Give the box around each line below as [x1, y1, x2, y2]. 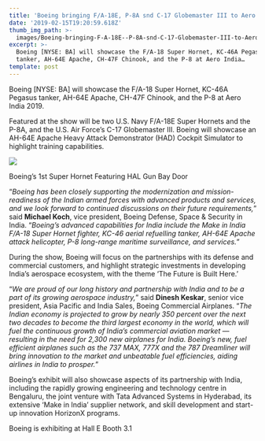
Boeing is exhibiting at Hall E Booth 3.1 [9, 423, 132, 433]
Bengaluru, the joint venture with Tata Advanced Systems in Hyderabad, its [9, 391, 252, 401]
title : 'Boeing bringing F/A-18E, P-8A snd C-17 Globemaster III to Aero [9, 11, 256, 20]
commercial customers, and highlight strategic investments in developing [9, 261, 246, 270]
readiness [9, 195, 42, 205]
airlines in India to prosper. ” [9, 359, 99, 369]
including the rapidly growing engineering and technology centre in [9, 383, 227, 392]
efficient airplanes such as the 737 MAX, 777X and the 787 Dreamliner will [9, 343, 251, 352]
